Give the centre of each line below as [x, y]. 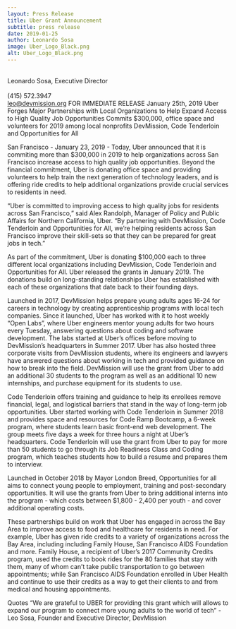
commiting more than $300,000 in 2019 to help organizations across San [113, 154]
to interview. [25, 464]
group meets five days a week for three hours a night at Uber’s [98, 434]
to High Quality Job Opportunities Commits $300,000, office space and [111, 118]
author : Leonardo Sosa [41, 40]
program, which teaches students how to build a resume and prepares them [117, 457]
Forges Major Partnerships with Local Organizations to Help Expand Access [117, 111]
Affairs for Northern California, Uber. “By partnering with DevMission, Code [116, 220]
